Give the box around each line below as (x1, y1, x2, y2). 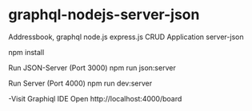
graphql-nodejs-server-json (8, 6, 200, 24)
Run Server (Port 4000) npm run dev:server (8, 78, 153, 88)
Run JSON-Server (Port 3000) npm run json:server (8, 62, 176, 73)
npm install (8, 47, 45, 57)
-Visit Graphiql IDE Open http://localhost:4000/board (8, 93, 182, 103)
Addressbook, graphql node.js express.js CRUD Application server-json (8, 32, 244, 42)
